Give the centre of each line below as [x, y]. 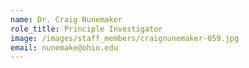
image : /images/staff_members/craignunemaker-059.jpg [125, 38]
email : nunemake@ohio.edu [64, 47]
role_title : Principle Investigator [86, 29]
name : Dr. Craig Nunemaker [66, 19]
